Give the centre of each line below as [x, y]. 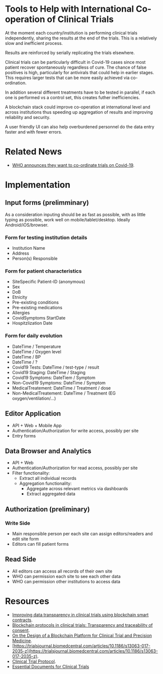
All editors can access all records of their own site [62, 571]
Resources [27, 601]
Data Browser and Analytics [48, 451]
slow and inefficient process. [34, 43]
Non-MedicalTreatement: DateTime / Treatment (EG [64, 393]
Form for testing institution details [46, 238]
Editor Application [33, 414]
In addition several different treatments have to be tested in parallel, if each [80, 92]
